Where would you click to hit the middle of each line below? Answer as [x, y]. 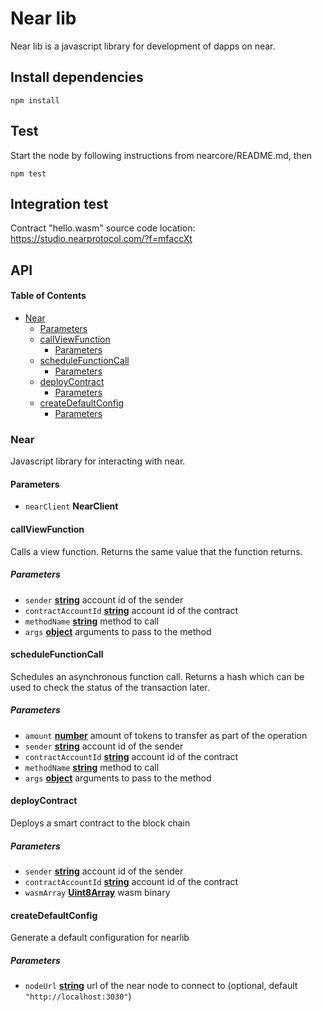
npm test [28, 173]
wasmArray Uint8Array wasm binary [97, 892]
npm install [35, 100]
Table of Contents [48, 296]
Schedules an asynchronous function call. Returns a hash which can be [157, 676]
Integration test [59, 203]
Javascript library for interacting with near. [98, 461]
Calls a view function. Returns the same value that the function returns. [156, 551]
